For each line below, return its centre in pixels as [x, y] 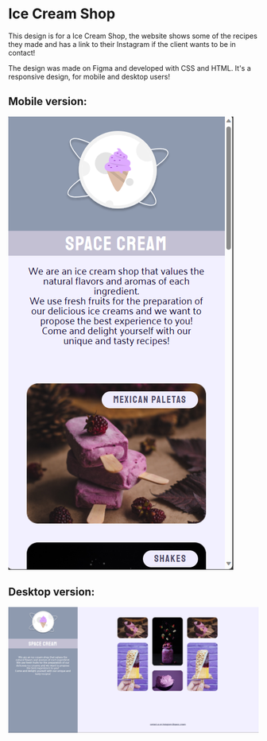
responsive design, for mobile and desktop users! [89, 76]
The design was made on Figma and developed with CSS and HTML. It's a [130, 68]
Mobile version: [48, 101]
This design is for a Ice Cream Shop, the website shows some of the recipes [133, 36]
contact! [22, 52]
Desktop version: [52, 592]
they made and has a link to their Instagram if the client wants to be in [122, 44]
